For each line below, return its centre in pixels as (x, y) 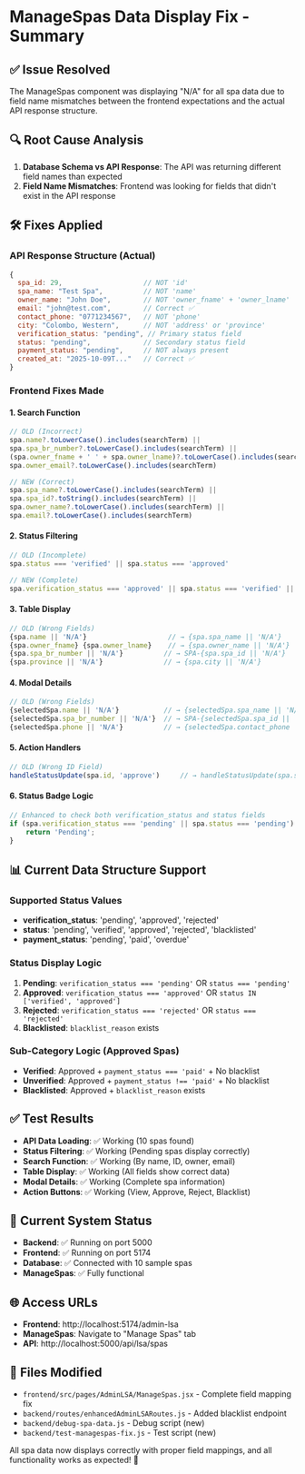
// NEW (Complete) (44, 580)
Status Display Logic (56, 963)
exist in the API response (69, 195)
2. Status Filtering (44, 536)
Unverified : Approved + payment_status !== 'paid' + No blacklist (146, 1080)
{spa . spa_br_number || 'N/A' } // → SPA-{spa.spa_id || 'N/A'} (148, 654)
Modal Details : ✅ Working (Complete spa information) (124, 1182)
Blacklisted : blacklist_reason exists (91, 1027)
